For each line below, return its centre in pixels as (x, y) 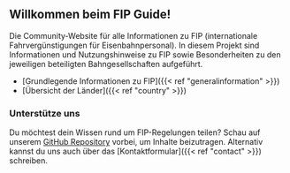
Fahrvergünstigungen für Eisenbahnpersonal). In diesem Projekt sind (134, 45)
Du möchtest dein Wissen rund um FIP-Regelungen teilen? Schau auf (135, 132)
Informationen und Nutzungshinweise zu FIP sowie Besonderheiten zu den (145, 54)
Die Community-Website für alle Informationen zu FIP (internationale (134, 35)
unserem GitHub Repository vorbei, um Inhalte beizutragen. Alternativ (136, 142)
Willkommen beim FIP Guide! (90, 15)
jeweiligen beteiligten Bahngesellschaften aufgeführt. (106, 64)
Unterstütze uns (45, 113)
